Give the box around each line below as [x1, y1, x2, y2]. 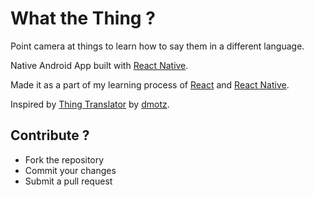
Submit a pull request [24, 175, 113, 187]
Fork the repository [24, 153, 105, 166]
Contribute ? [10, 127, 90, 144]
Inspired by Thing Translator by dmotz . [10, 98, 170, 110]
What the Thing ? [10, 7, 156, 30]
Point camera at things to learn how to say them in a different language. [10, 40, 305, 52]
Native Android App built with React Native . [10, 59, 189, 71]
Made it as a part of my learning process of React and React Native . [10, 78, 290, 91]
